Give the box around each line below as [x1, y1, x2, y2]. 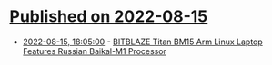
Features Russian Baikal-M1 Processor [22, 45, 166, 56]
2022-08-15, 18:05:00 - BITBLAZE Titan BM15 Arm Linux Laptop [22, 36, 264, 47]
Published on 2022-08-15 [9, 6, 208, 27]
